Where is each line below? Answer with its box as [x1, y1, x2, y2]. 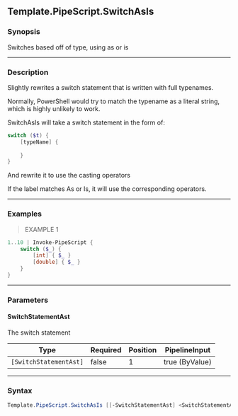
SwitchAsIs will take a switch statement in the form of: [7, 118, 165, 127]
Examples [7, 209, 42, 219]
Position [128, 345, 157, 355]
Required [90, 345, 122, 355]
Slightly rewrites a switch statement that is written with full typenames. [7, 83, 214, 91]
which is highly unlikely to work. [7, 104, 101, 112]
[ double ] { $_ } [33, 258, 81, 266]
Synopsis [7, 27, 40, 37]
